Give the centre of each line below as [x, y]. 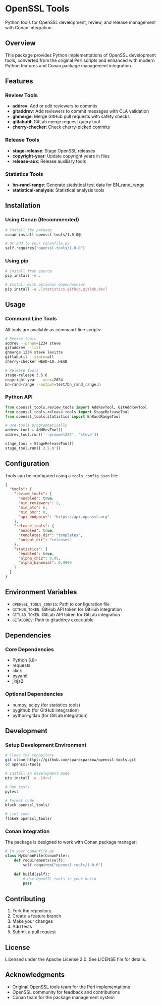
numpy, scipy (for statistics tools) [46, 705]
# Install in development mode [37, 774]
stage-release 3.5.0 [27, 375]
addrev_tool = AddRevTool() [34, 430]
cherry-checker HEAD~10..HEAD [36, 362]
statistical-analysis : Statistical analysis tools [58, 190]
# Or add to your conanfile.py [37, 244]
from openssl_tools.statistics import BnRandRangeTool [63, 416]
